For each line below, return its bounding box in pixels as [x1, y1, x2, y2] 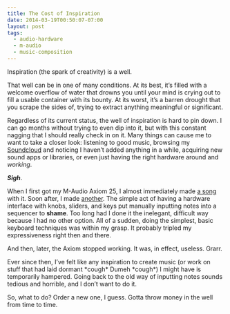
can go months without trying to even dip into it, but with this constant [7, 124, 207, 132]
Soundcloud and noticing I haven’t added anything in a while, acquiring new [7, 146, 223, 154]
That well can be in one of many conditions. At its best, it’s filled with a [7, 81, 207, 89]
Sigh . [7, 173, 23, 181]
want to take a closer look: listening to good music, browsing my [7, 138, 190, 146]
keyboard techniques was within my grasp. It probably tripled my [7, 224, 192, 232]
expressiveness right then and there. [7, 230, 112, 239]
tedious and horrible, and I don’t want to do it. [7, 279, 137, 288]
